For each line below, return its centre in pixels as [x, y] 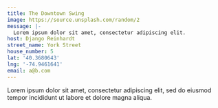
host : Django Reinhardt [41, 39]
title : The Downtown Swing [46, 13]
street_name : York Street [44, 45]
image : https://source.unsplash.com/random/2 [73, 20]
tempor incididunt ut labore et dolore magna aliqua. [80, 97]
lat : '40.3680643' [33, 58]
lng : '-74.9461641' [35, 64]
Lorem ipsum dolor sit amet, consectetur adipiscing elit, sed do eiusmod [109, 90]
